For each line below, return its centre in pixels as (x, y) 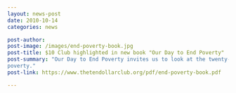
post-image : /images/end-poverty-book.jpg (70, 46)
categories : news (33, 27)
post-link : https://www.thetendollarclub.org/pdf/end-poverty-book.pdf (114, 72)
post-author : (26, 39)
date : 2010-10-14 (33, 20)
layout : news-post (34, 14)
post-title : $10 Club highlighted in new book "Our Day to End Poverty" (116, 53)
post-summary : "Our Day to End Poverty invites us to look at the (106, 60)
